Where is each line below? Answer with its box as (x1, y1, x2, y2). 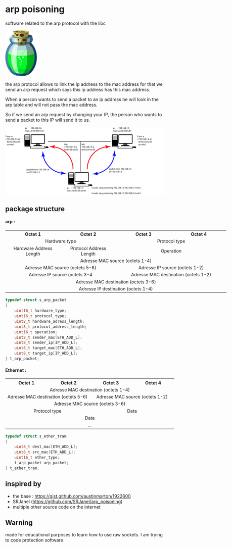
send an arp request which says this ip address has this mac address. (5, 86, 151, 92)
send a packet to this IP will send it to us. (5, 117, 90, 123)
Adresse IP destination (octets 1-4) (79, 285, 153, 291)
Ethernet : (5, 367, 27, 373)
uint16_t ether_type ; (14, 455, 60, 460)
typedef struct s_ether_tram (5, 433, 67, 439)
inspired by (5, 480, 41, 488)
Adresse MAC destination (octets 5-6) (7, 394, 88, 400)
